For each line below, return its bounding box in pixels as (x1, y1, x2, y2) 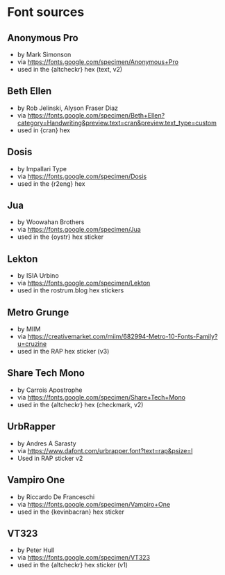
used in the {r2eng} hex (17, 179, 85, 188)
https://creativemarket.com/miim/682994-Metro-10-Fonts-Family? (27, 332, 218, 341)
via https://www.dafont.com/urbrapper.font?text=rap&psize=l (17, 446, 193, 455)
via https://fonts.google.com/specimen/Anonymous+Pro (17, 58, 179, 66)
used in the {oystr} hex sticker (17, 233, 104, 241)
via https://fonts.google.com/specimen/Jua (17, 226, 141, 234)
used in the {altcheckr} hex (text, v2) (17, 65, 123, 73)
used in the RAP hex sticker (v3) (17, 347, 110, 356)
